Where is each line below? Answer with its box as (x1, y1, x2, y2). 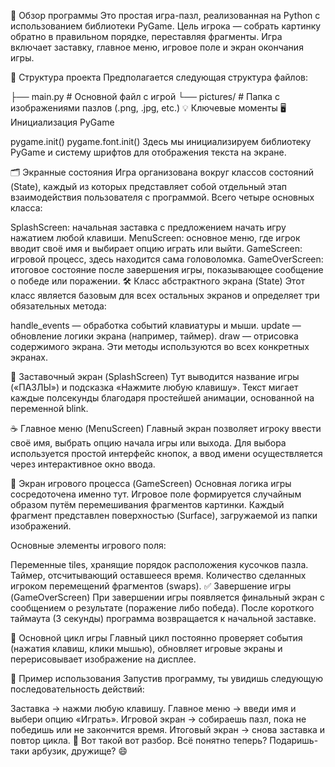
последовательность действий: (10, 683, 145, 695)
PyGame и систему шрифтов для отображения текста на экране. (10, 146, 287, 158)
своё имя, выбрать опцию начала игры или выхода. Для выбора (10, 437, 287, 449)
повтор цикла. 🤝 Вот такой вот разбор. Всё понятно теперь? (10, 735, 268, 746)
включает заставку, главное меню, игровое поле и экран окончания (10, 41, 304, 53)
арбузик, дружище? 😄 (31, 745, 128, 757)
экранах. (10, 351, 48, 363)
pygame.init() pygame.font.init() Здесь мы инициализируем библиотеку (10, 136, 312, 147)
